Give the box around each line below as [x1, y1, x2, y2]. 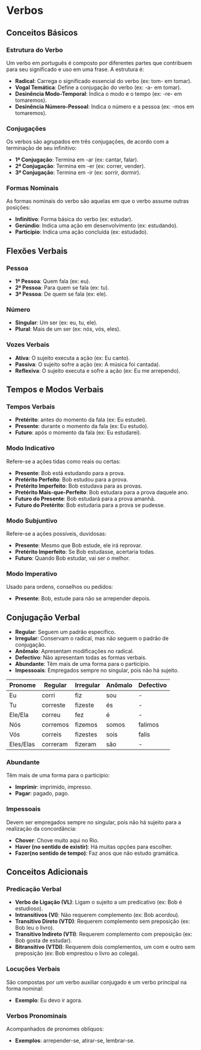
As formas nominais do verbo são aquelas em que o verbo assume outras [6, 197, 190, 205]
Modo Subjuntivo [6, 516, 58, 524]
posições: [6, 204, 31, 211]
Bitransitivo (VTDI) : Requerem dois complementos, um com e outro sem [14, 943, 196, 951]
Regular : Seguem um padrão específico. [14, 629, 116, 636]
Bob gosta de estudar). [14, 937, 72, 944]
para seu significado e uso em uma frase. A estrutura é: [6, 66, 144, 73]
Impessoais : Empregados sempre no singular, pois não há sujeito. [14, 666, 179, 674]
